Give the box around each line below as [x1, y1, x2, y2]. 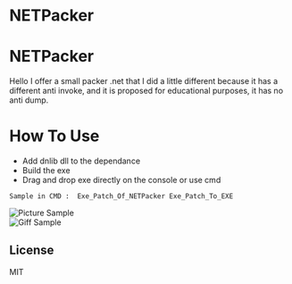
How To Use [9, 126, 100, 146]
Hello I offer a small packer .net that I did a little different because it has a [9, 76, 279, 87]
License [9, 243, 54, 258]
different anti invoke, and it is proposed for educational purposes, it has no [9, 86, 284, 96]
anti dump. [9, 95, 49, 105]
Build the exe [21, 165, 71, 176]
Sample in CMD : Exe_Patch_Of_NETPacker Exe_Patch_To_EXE [9, 192, 234, 201]
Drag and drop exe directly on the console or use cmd [21, 175, 221, 186]
